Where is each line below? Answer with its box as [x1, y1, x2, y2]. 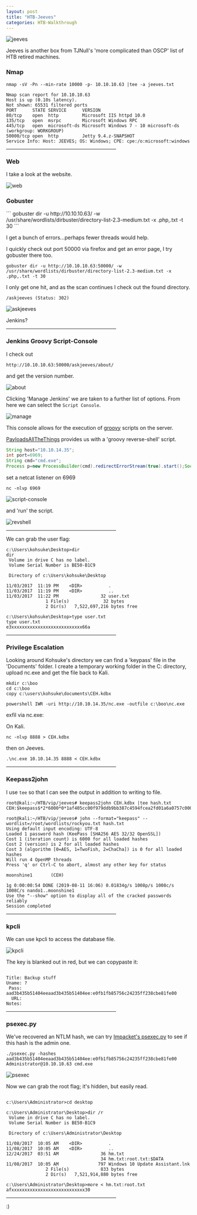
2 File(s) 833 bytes [45, 1167, 125, 1173]
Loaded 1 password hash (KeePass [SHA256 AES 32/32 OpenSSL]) [6, 831, 161, 837]
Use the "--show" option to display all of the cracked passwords [6, 893, 172, 899]
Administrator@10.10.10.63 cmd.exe [6, 1061, 93, 1067]
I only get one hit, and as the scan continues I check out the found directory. [6, 284, 191, 291]
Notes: [6, 1001, 22, 1007]
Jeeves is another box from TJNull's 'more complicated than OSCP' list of [6, 47, 184, 54]
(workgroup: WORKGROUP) [6, 128, 64, 134]
